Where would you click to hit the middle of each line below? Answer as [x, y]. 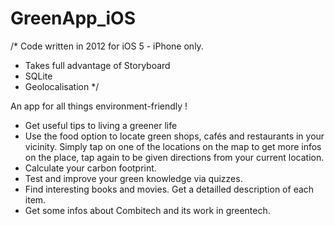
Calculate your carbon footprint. [90, 168]
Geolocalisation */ [62, 86]
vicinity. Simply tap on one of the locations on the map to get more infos [173, 146]
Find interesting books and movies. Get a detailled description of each [169, 189]
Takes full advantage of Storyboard [97, 65]
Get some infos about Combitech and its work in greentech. [147, 210]
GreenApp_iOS [73, 18]
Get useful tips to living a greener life [101, 125]
